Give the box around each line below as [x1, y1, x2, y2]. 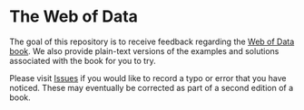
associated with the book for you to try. [9, 55, 156, 66]
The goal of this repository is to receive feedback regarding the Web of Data [9, 36, 295, 47]
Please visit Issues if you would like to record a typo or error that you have [9, 72, 287, 83]
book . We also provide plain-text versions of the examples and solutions [9, 45, 279, 56]
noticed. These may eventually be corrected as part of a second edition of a [9, 82, 294, 93]
